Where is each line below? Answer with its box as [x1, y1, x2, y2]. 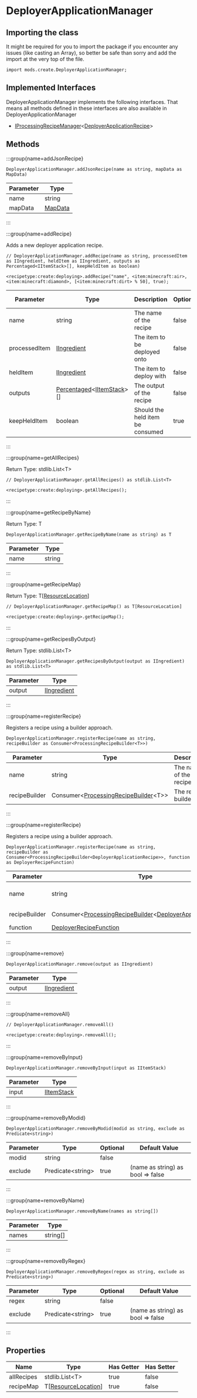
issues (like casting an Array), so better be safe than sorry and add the [6, 49, 177, 56]
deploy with [134, 372, 167, 380]
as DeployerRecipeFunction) [6, 859, 75, 865]
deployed [134, 348, 160, 356]
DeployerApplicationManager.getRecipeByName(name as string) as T [6, 532, 172, 537]
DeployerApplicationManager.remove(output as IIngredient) [6, 961, 154, 967]
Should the [134, 405, 164, 414]
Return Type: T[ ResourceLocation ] [6, 592, 90, 599]
